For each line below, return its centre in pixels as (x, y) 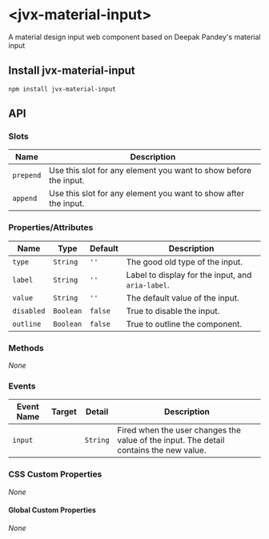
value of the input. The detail (171, 440)
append (25, 199)
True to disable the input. (173, 311)
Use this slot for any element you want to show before (151, 171)
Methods (26, 348)
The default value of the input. (183, 298)
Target (64, 412)
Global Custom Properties (52, 510)
